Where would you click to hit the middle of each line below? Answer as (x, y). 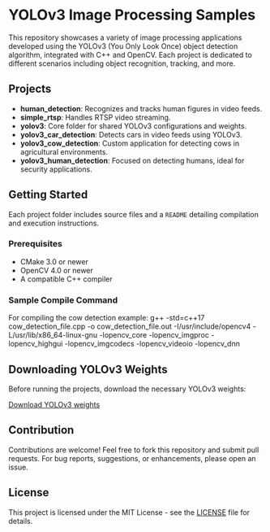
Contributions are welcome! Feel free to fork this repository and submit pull (134, 450)
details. (21, 521)
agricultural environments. (64, 151)
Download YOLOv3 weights (54, 404)
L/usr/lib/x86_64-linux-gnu (53, 335)
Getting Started (48, 195)
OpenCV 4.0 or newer (56, 270)
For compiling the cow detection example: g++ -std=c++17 (107, 318)
